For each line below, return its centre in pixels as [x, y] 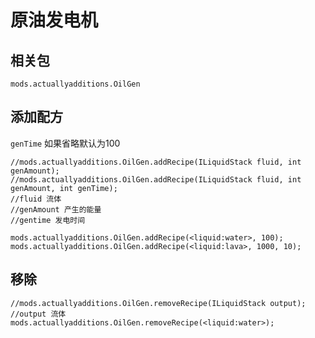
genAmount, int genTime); [64, 188]
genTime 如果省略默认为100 [65, 143]
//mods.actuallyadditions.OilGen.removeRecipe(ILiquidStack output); [158, 303]
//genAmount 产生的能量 [56, 209]
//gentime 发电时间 [48, 220]
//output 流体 [38, 314]
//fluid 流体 [36, 199]
